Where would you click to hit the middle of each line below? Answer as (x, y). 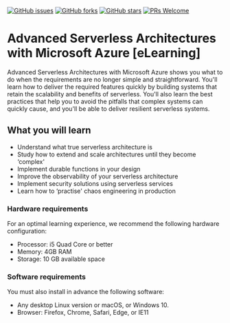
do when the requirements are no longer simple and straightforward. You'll (112, 79)
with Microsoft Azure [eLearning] (104, 53)
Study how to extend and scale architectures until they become (106, 154)
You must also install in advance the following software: (86, 292)
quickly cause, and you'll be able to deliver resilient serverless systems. (108, 108)
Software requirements (47, 277)
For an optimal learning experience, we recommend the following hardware (113, 224)
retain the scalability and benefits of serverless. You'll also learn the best (110, 94)
